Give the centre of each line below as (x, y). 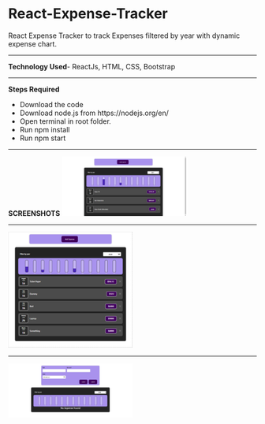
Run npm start (43, 138)
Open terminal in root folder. (65, 121)
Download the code (52, 104)
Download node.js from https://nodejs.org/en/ (94, 113)
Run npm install (45, 129)
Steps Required (34, 89)
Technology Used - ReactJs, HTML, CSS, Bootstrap (92, 66)
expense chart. (33, 43)
